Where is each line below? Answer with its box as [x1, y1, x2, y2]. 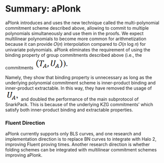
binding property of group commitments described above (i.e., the [5, 52, 142, 58]
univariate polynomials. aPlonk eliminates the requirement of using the [5, 46, 150, 53]
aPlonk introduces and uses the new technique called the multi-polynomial [5, 20, 159, 26]
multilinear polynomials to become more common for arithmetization [5, 36, 146, 42]
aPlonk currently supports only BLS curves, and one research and [5, 131, 141, 137]
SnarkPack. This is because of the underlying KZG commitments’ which [5, 101, 153, 107]
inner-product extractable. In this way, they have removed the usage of [5, 85, 152, 91]
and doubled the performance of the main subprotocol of [21, 96, 139, 102]
